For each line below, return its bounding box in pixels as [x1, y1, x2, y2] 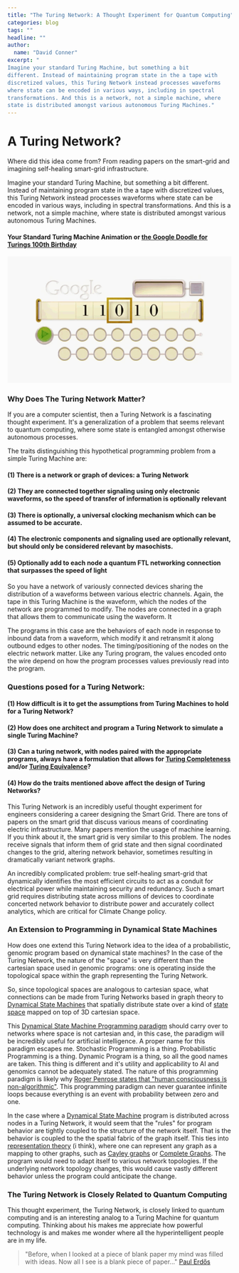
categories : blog [7, 19, 59, 26]
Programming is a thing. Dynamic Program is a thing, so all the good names [7, 1052, 228, 1060]
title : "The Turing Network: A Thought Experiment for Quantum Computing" [7, 11, 234, 19]
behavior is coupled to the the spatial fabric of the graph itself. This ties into [7, 1134, 229, 1142]
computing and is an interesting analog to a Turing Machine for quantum [7, 1213, 219, 1222]
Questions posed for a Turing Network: [7, 682, 145, 692]
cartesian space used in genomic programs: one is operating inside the [7, 963, 216, 972]
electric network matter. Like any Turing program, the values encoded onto [7, 649, 227, 658]
